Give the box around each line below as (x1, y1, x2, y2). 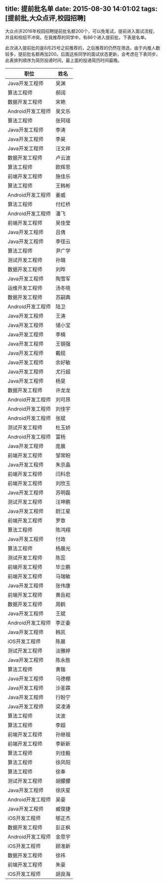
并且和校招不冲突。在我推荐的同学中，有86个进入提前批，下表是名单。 (5, 34, 149, 40)
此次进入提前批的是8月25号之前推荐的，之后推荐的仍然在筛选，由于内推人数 (5, 45, 161, 51)
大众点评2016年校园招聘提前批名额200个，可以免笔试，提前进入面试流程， (5, 28, 157, 34)
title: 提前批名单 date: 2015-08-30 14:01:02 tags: (5, 4, 158, 13)
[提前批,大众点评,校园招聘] (5, 14, 86, 22)
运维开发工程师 (7, 284, 43, 291)
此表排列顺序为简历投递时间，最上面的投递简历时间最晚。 (5, 57, 122, 63)
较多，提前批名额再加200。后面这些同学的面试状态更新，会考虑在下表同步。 (5, 51, 161, 57)
